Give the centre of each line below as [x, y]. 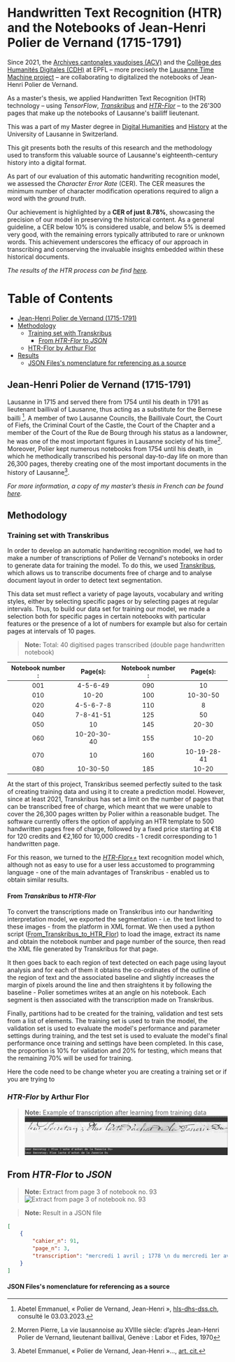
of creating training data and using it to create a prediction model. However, [116, 792]
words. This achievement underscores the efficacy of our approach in [108, 242]
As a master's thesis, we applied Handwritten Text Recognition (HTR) [107, 98]
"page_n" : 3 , [51, 1249]
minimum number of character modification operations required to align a [113, 191]
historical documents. [38, 257]
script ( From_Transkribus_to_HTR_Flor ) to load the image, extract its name [114, 933]
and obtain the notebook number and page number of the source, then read [116, 941]
